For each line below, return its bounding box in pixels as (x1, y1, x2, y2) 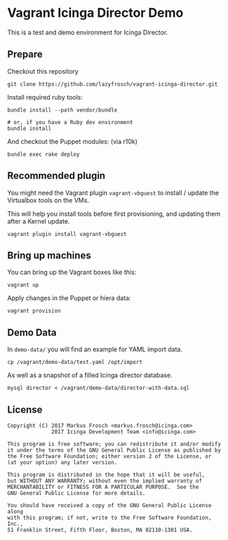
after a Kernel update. (7, 217, 70, 225)
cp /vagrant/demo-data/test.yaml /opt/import (7, 359, 142, 366)
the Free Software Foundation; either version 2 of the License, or (7, 453, 212, 460)
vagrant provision (7, 307, 61, 315)
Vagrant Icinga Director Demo (7, 5, 184, 21)
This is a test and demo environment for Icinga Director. (7, 28, 168, 36)
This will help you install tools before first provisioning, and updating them (7, 209, 221, 218)
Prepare (7, 48, 43, 60)
